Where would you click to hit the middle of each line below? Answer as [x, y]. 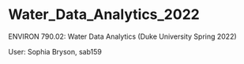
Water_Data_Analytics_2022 [104, 15]
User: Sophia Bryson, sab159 [55, 51]
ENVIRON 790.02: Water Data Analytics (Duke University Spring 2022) [122, 36]
